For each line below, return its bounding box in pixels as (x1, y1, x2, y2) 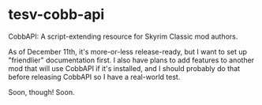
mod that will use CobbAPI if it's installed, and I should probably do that (8, 63, 241, 73)
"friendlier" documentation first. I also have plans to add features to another (8, 55, 255, 65)
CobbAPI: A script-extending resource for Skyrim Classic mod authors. (8, 32, 238, 41)
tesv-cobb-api (8, 6, 105, 24)
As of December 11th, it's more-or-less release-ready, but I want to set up (8, 47, 247, 56)
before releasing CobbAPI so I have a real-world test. (8, 72, 181, 81)
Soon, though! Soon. (8, 87, 75, 96)
